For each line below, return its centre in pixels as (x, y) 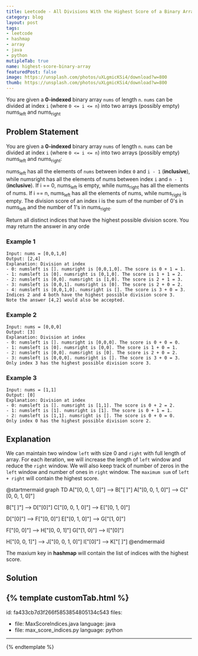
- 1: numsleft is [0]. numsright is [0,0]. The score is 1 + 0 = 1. (92, 348)
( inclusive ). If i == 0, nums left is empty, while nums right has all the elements (98, 186)
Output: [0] (21, 395)
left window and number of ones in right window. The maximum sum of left (98, 472)
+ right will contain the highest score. (52, 479)
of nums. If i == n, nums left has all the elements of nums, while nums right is (96, 194)
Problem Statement (42, 132)
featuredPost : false (32, 72)
